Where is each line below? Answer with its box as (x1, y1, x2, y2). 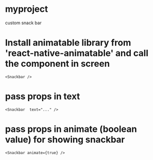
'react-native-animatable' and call (5, 48, 149, 59)
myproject (5, 3, 48, 15)
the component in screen (5, 58, 110, 70)
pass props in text (5, 91, 80, 102)
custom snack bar (5, 20, 42, 26)
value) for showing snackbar (5, 134, 125, 145)
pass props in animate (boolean (5, 123, 137, 134)
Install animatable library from (5, 37, 131, 48)
